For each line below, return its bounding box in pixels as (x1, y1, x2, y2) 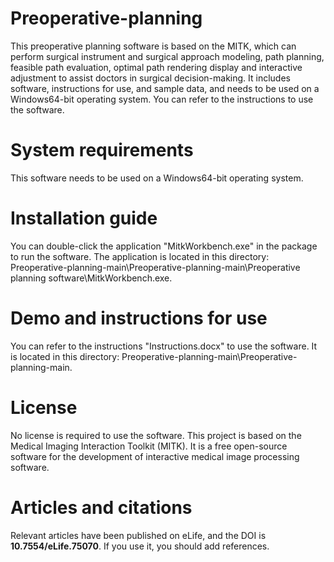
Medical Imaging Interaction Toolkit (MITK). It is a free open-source (10, 440, 288, 452)
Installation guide (10, 207, 158, 230)
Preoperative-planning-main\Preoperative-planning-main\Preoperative (10, 261, 301, 273)
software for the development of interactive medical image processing (10, 450, 300, 462)
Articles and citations (10, 496, 193, 519)
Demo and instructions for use (10, 307, 268, 329)
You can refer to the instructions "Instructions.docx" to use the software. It (10, 340, 318, 352)
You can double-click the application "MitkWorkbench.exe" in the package (10, 240, 318, 252)
